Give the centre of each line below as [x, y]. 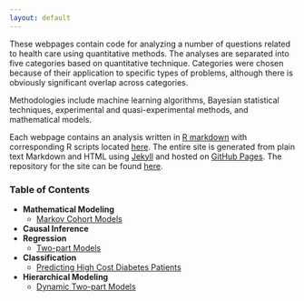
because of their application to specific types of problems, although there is [151, 73]
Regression [44, 238]
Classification [49, 257]
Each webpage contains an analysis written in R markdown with [128, 136]
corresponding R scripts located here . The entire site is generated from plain [152, 146]
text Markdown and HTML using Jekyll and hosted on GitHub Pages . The [146, 156]
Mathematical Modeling [69, 209]
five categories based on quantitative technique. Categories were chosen [147, 63]
